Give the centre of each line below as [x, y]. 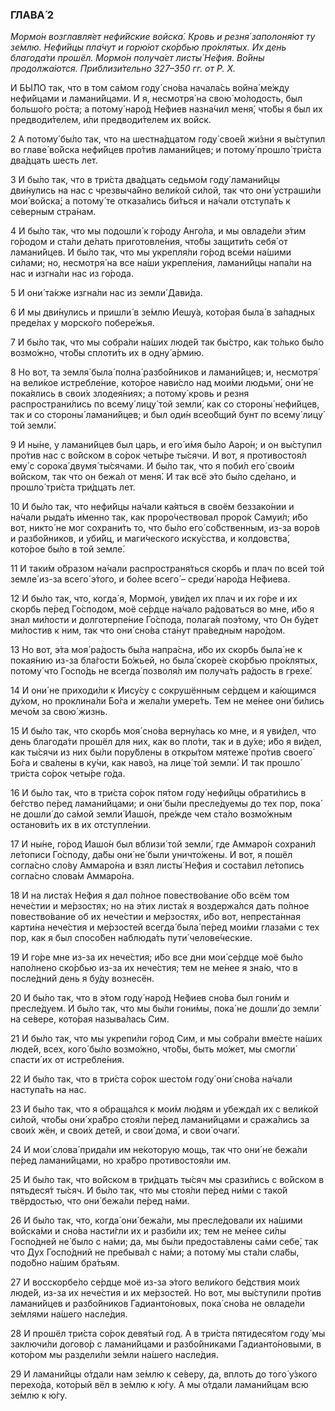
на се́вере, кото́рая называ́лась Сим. [90, 1019]
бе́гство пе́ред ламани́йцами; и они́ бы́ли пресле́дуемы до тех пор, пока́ [165, 804]
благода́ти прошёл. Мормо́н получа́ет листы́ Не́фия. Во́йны [137, 58]
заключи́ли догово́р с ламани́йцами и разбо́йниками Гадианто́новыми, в [166, 1344]
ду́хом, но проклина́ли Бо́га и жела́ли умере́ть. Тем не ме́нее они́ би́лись [167, 701]
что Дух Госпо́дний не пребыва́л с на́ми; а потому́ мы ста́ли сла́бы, [155, 1252]
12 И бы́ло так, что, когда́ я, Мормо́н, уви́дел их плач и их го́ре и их [154, 599]
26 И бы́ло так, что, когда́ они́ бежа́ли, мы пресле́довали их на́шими [156, 1220]
